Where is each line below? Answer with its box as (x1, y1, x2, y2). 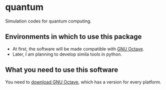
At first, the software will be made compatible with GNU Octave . (12, 45, 144, 51)
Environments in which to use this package (5, 32, 142, 41)
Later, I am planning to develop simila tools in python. (12, 51, 122, 57)
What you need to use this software (5, 65, 118, 74)
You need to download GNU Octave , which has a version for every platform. (5, 79, 161, 85)
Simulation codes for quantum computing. (5, 18, 91, 24)
